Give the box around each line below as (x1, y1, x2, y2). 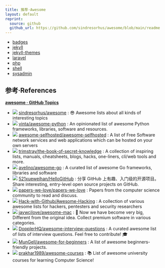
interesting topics (12, 115, 48, 121)
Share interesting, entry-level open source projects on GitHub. (12, 181, 139, 187)
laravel (12, 55, 26, 61)
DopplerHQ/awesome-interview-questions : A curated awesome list (18, 226, 157, 231)
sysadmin (12, 71, 32, 77)
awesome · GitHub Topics (5, 99, 59, 105)
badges (12, 39, 28, 45)
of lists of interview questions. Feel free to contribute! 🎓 (12, 231, 128, 237)
